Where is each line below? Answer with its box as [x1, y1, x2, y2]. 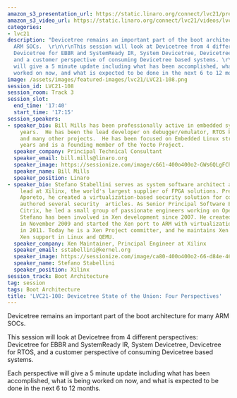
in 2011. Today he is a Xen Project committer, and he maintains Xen [20, 227, 229, 234]
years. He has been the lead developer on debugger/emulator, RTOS [20, 128, 226, 135]
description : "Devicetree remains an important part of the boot [7, 37, 203, 44]
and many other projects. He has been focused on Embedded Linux [20, 135, 219, 142]
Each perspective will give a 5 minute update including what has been [7, 369, 210, 378]
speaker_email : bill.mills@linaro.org [13, 155, 128, 162]
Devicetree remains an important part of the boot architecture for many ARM [7, 312, 229, 320]
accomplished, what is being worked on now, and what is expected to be [7, 377, 219, 385]
